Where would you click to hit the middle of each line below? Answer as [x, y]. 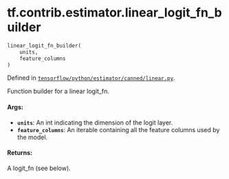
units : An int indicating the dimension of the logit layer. [95, 123]
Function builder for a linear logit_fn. [58, 92]
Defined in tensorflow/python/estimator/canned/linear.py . [91, 78]
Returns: [20, 153]
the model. [32, 137]
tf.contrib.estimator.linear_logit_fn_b [115, 13]
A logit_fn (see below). [39, 168]
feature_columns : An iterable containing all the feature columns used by [118, 129]
